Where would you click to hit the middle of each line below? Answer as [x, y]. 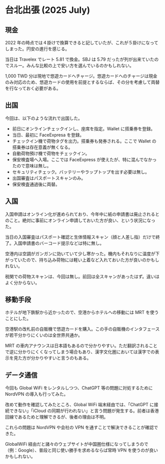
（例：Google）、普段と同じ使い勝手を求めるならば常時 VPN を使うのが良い [82, 450]
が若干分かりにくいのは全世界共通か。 [44, 335]
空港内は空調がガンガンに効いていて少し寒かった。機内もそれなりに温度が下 [82, 253]
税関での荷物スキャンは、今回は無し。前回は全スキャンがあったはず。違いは [82, 276]
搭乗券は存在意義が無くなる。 [42, 147]
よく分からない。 [22, 282]
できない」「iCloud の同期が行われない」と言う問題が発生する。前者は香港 [84, 411]
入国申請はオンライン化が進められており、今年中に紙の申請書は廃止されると [82, 214]
